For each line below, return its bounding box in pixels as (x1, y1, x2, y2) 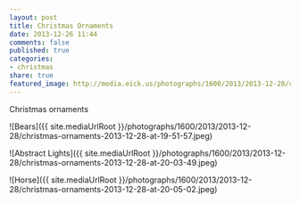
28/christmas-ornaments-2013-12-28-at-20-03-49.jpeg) (9, 157, 218, 167)
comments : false (9, 37, 70, 47)
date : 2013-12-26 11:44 (9, 29, 98, 38)
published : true (9, 46, 70, 55)
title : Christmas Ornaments (9, 21, 114, 30)
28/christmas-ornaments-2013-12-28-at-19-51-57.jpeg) (9, 130, 212, 141)
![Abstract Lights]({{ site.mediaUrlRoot (9, 148, 151, 158)
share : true (9, 71, 54, 80)
